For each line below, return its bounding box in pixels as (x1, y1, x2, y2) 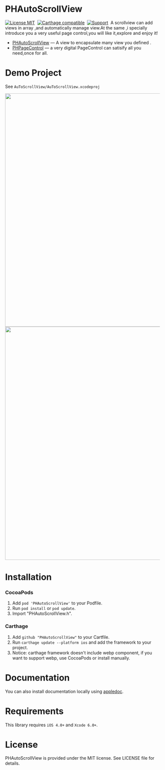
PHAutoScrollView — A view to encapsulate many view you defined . (12, 39, 151, 45)
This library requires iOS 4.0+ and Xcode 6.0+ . (5, 722, 98, 728)
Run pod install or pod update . (12, 605, 76, 611)
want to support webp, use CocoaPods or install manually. (12, 655, 130, 661)
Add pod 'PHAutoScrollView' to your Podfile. (12, 600, 103, 606)
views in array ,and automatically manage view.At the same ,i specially (5, 25, 147, 30)
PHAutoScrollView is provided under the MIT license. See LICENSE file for (5, 755, 155, 761)
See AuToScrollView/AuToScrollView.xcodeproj (5, 83, 100, 89)
